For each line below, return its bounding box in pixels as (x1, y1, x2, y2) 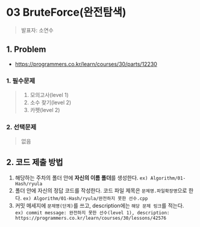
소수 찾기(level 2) (30, 99, 72, 106)
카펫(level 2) (30, 107, 60, 114)
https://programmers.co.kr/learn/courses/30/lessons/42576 (14, 215, 167, 222)
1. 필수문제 (6, 76, 36, 85)
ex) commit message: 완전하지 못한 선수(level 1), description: (14, 210, 170, 216)
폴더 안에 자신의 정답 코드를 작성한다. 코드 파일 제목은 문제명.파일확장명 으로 (14, 187, 187, 194)
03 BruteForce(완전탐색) (6, 5, 127, 19)
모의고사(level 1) (30, 92, 69, 99)
